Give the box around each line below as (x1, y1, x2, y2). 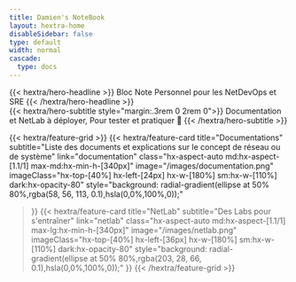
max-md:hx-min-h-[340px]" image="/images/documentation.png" (30, 161, 274, 171)
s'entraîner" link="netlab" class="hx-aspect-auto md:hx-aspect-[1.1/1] (30, 215, 286, 226)
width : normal (9, 46, 62, 55)
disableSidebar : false (9, 29, 93, 38)
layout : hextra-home (9, 21, 86, 30)
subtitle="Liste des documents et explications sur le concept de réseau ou (9, 141, 281, 152)
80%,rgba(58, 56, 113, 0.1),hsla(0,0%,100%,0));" (9, 188, 183, 200)
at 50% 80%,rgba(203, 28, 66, (90, 253, 202, 263)
